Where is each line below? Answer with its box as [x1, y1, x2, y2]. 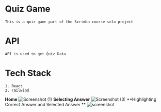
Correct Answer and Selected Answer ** [5, 101, 86, 107]
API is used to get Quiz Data [5, 51, 66, 56]
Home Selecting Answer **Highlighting [5, 96, 157, 102]
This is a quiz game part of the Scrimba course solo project [5, 19, 133, 24]
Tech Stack [5, 68, 51, 79]
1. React [5, 83, 23, 88]
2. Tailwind [5, 88, 29, 93]
